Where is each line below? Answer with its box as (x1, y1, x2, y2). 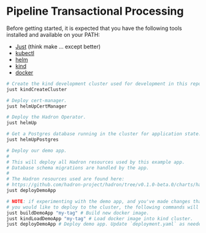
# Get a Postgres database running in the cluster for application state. (6, 131, 202, 137)
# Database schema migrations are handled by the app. (6, 165, 150, 171)
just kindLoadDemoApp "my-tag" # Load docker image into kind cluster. (6, 215, 193, 221)
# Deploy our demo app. (6, 147, 67, 153)
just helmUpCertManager (6, 103, 67, 109)
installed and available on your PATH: (6, 31, 100, 38)
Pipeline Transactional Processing (6, 4, 184, 18)
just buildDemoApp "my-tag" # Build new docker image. (6, 210, 150, 216)
